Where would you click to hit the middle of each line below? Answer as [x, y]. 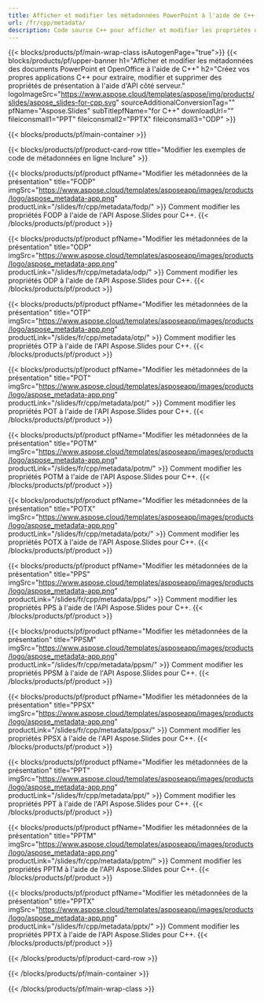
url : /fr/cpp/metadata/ [47, 23]
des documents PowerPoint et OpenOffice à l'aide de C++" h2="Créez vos [129, 69]
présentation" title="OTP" [49, 312]
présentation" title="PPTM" [52, 836]
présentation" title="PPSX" [51, 705]
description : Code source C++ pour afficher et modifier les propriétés [130, 30]
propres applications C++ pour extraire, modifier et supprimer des [115, 78]
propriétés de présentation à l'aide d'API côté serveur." [97, 86]
